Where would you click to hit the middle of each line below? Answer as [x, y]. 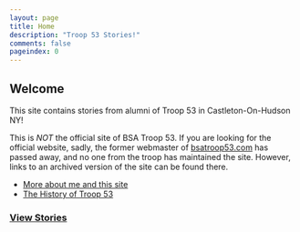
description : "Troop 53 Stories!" [75, 35]
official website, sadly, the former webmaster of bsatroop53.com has [139, 147]
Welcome [37, 89]
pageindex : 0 [34, 52]
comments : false [40, 43]
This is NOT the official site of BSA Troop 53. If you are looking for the [140, 137]
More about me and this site [75, 184]
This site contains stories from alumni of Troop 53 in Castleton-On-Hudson [150, 110]
